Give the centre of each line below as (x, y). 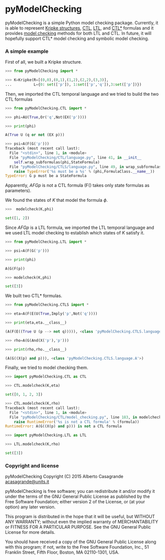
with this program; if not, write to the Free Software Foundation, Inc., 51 (77, 547)
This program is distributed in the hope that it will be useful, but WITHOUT (80, 517)
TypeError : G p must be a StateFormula (46, 176)
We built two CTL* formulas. (34, 296)
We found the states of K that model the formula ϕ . (56, 200)
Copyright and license (32, 466)
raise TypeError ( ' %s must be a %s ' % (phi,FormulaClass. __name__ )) (84, 171)
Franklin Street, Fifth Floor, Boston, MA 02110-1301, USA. (62, 552)
